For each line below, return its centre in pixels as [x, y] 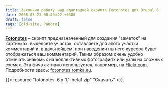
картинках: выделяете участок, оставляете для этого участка [72, 44]
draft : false [19, 19]
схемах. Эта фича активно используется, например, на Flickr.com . [77, 65]
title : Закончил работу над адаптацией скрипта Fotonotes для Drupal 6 [82, 10]
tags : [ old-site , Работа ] [32, 24]
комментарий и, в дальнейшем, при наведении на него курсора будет [81, 49]
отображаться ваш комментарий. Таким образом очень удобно [74, 54]
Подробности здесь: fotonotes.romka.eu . [49, 70]
